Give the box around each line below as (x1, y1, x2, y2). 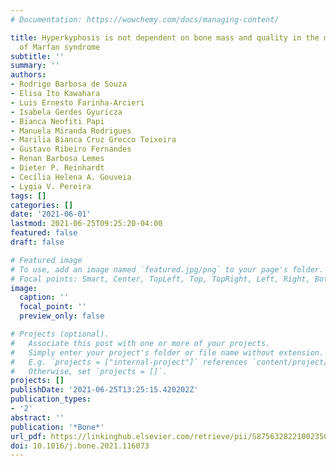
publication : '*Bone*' (10, 422, 105, 432)
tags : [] (10, 191, 47, 201)
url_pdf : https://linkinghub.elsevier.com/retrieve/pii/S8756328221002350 (10, 431, 329, 441)
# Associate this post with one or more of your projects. (10, 338, 271, 348)
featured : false (10, 228, 78, 238)
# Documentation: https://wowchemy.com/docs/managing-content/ (10, 14, 280, 25)
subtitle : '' (10, 51, 65, 61)
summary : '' (10, 61, 60, 71)
